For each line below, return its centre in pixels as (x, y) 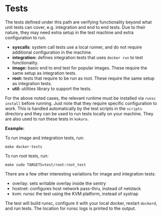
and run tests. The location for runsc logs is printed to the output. (71, 208)
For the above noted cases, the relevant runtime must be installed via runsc (81, 98)
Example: (15, 128)
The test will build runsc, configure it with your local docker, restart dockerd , (81, 203)
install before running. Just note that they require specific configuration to (81, 103)
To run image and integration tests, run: (45, 138)
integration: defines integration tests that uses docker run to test (77, 57)
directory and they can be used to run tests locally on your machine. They (79, 113)
